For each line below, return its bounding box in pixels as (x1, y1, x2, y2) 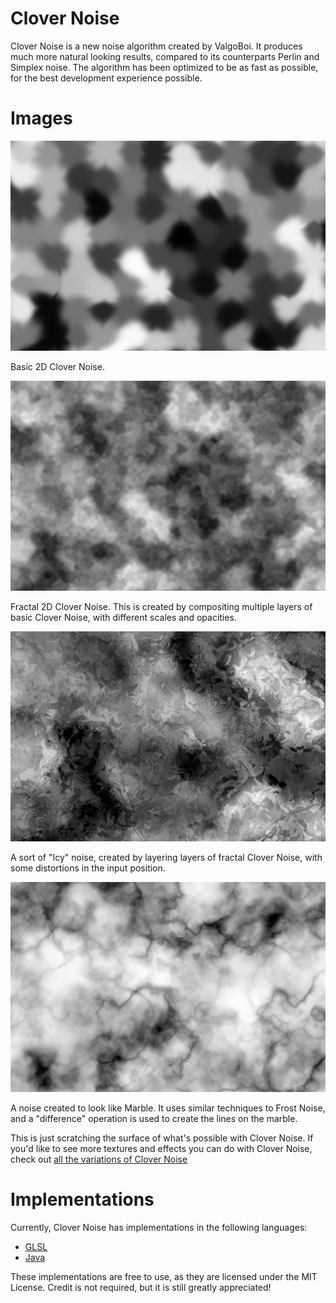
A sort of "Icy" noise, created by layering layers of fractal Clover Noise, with (10, 851, 323, 863)
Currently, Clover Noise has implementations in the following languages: (10, 1221, 308, 1233)
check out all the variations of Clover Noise (10, 1153, 188, 1165)
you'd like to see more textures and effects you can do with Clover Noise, (10, 1142, 313, 1154)
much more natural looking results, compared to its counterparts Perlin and (10, 50, 320, 62)
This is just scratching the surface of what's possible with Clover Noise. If (10, 1132, 314, 1144)
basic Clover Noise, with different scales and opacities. (10, 611, 237, 623)
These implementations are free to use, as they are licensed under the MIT (10, 1270, 318, 1282)
